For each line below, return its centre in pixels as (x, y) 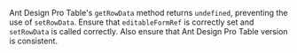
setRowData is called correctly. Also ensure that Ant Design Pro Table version (148, 31)
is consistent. (34, 41)
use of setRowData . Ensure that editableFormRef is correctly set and (132, 22)
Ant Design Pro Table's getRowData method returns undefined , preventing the (148, 13)
